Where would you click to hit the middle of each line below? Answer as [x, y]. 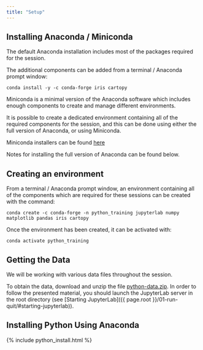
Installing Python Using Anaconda [73, 325]
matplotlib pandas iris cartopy [48, 219]
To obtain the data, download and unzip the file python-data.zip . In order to [101, 287]
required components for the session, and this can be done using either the [102, 124]
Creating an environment [55, 173]
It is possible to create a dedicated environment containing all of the [92, 118]
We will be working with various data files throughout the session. [90, 274]
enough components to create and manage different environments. [91, 106]
